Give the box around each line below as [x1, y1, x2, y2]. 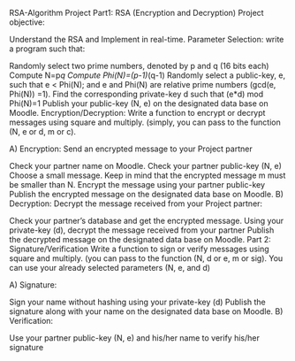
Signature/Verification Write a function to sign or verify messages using [9, 243, 269, 254]
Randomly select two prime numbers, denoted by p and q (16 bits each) [9, 61, 269, 71]
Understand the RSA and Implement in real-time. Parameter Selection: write [9, 35, 284, 44]
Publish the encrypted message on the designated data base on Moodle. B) [9, 189, 284, 199]
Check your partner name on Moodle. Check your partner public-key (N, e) [9, 161, 283, 171]
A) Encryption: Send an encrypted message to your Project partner [9, 143, 253, 154]
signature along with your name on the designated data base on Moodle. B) [9, 306, 284, 317]
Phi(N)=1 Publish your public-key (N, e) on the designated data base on [9, 98, 269, 109]
